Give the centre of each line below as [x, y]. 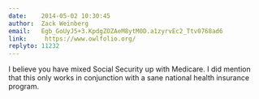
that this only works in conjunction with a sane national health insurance [129, 78]
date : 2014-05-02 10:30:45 [60, 16]
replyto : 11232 [34, 46]
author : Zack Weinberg [49, 24]
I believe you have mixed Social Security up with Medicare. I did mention [129, 69]
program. [24, 87]
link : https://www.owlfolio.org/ [72, 39]
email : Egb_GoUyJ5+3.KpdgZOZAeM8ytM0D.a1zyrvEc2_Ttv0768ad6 [116, 31]
